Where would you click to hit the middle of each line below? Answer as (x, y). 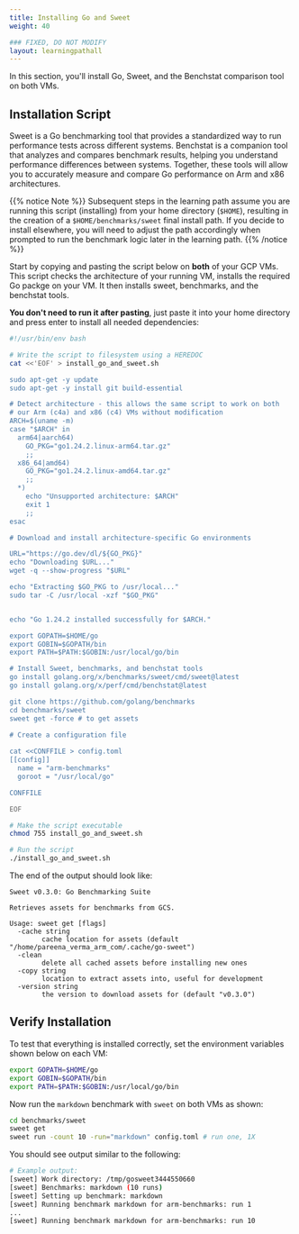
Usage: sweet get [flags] (58, 924)
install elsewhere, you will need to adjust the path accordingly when (135, 230)
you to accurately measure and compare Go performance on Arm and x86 (147, 174)
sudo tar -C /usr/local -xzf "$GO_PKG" (84, 595)
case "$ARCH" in (40, 430)
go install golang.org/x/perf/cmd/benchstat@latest (108, 685)
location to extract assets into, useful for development (153, 979)
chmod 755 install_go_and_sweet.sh (76, 834)
